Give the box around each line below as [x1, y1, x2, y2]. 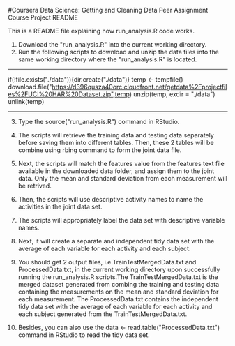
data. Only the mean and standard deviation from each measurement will [17, 174, 227, 182]
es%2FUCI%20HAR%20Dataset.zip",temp [8, 90, 130, 98]
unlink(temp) [8, 98, 45, 105]
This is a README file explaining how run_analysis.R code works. [8, 27, 195, 35]
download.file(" [8, 83, 52, 91]
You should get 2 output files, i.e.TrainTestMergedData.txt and [17, 258, 197, 266]
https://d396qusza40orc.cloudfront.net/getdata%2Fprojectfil [52, 83, 227, 91]
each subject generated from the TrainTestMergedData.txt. [17, 310, 188, 318]
